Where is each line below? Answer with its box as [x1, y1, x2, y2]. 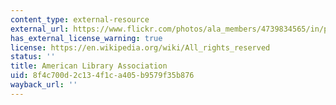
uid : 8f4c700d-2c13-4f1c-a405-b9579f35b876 [10, 71, 195, 81]
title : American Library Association [10, 61, 168, 71]
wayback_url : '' [10, 80, 78, 90]
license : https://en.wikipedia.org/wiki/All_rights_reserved [10, 42, 271, 53]
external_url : [10, 24, 70, 34]
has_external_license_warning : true [10, 33, 163, 43]
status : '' [10, 52, 56, 62]
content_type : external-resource [10, 14, 150, 25]
